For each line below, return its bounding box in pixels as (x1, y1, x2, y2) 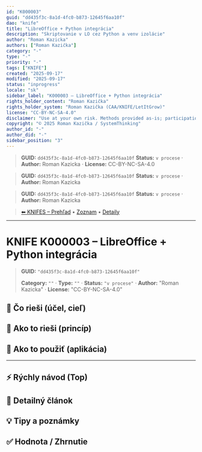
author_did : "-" (6, 132, 47, 138)
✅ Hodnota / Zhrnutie (6, 436, 88, 447)
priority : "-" (6, 59, 42, 65)
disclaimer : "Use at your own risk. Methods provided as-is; (6, 115, 163, 121)
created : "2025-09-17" (6, 70, 63, 76)
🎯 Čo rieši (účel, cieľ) (6, 303, 86, 314)
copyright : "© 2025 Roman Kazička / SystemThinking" (6, 121, 141, 127)
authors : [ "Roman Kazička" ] (6, 43, 77, 49)
